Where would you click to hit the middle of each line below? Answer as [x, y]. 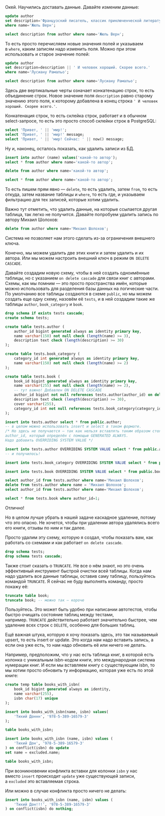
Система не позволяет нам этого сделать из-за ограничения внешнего [80, 238]
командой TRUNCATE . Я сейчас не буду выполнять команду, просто [74, 581]
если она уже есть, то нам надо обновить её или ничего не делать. [76, 645]
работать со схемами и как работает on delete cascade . [64, 542]
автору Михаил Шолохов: [32, 220]
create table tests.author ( [35, 327]
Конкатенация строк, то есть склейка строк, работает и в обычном [76, 116]
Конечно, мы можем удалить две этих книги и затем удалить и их [74, 253]
